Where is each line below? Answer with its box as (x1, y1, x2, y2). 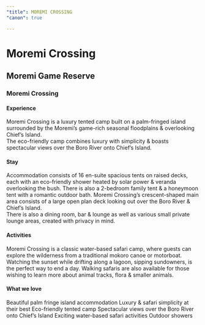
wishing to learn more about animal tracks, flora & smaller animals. (6, 271, 174, 278)
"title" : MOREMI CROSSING (6, 9, 72, 15)
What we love (6, 285, 42, 292)
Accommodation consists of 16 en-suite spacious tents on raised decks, (6, 172, 188, 179)
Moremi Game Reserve (6, 71, 95, 82)
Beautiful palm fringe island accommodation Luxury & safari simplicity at (6, 299, 189, 306)
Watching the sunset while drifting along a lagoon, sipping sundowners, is (6, 258, 193, 266)
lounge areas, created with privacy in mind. (6, 217, 116, 224)
